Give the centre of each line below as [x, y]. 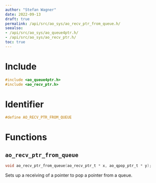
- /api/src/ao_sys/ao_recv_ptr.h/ [41, 38]
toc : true [15, 42]
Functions [26, 137]
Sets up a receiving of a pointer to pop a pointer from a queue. [69, 175]
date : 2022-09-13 [23, 14]
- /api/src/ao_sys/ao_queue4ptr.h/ [42, 33]
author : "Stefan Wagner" [31, 10]
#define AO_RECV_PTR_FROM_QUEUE [38, 118]
